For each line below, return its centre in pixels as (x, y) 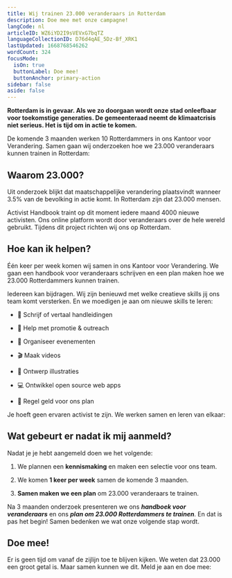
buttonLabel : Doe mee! (46, 71)
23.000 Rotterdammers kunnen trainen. (63, 280)
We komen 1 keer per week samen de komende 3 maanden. (103, 480)
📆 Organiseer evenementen (56, 341)
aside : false (26, 91)
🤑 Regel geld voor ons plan (56, 401)
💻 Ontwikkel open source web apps (69, 385)
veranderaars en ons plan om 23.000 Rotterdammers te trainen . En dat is (115, 514)
